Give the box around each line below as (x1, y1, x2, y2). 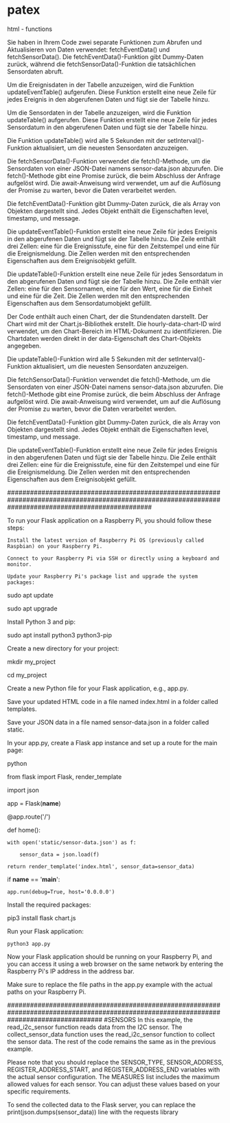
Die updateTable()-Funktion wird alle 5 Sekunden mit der (7, 354, 167, 363)
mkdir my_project (7, 657, 56, 666)
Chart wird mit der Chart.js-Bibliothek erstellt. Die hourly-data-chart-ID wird (7, 319, 221, 328)
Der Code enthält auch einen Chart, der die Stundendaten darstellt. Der (7, 312, 209, 321)
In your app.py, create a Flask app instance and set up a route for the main (7, 738, 218, 747)
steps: (7, 523, 25, 532)
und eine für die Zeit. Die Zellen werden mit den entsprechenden (7, 291, 190, 300)
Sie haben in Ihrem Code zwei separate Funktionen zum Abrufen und (7, 38, 203, 46)
